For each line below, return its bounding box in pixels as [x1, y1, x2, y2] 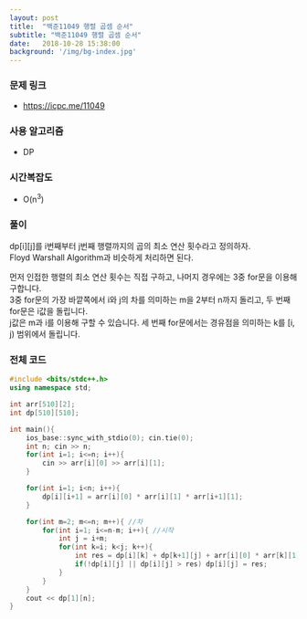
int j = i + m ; [58, 534, 108, 543]
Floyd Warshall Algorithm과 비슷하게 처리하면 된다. [9, 252, 194, 263]
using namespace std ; [9, 383, 92, 393]
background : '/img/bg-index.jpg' [9, 47, 137, 57]
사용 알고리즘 [9, 125, 64, 138]
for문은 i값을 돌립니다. [9, 305, 89, 316]
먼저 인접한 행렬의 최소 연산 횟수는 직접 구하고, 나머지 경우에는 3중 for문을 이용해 [9, 271, 298, 282]
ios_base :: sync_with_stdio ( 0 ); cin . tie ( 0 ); [26, 433, 195, 443]
